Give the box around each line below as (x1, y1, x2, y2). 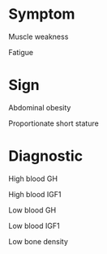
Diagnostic (8, 147, 83, 166)
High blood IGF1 (8, 189, 62, 199)
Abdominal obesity (8, 102, 71, 112)
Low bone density (8, 236, 69, 246)
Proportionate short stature (8, 118, 99, 128)
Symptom (8, 5, 75, 24)
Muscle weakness (8, 32, 69, 41)
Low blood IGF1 (8, 221, 60, 230)
